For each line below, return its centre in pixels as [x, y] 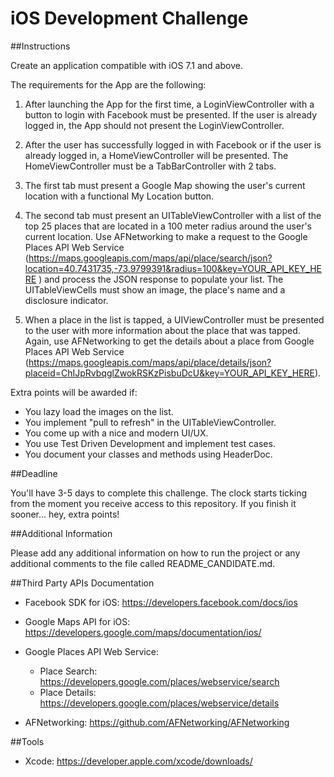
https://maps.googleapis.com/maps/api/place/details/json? [150, 362]
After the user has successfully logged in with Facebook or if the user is [173, 144]
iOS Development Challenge [129, 18]
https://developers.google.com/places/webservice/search [159, 681]
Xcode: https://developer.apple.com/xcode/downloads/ [138, 761]
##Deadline [34, 473]
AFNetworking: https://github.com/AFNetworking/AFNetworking [157, 722]
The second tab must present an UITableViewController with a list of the [173, 215]
